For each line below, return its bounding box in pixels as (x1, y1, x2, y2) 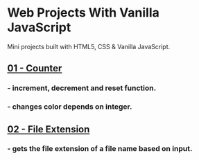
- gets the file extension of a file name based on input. (7, 144, 193, 154)
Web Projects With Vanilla (7, 5, 159, 21)
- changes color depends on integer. (7, 102, 132, 112)
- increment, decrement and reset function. (7, 83, 157, 93)
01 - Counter (7, 62, 62, 74)
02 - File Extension (7, 123, 90, 135)
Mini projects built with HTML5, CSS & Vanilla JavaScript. (7, 42, 171, 51)
